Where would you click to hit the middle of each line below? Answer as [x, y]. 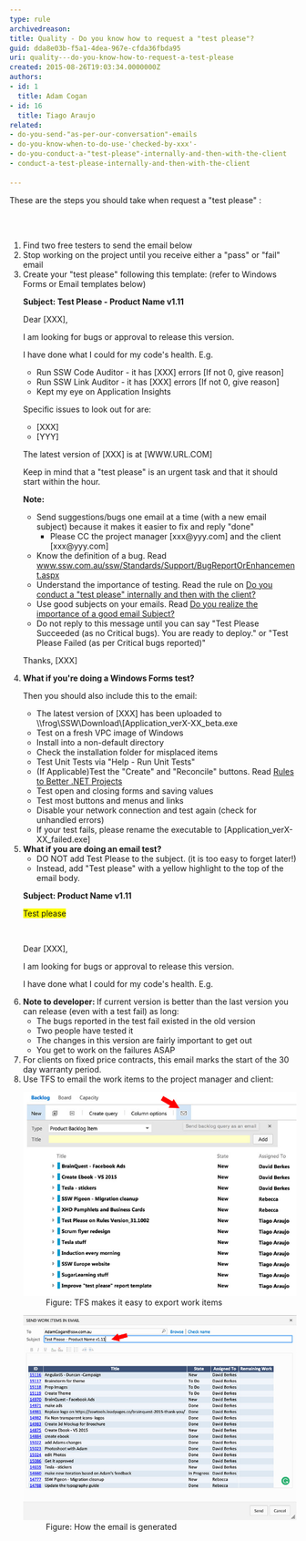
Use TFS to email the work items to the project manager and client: [148, 1079]
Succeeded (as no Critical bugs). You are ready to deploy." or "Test [162, 632]
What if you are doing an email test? [92, 848]
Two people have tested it [85, 1031]
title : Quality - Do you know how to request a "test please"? [132, 38]
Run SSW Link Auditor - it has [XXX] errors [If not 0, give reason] [158, 382]
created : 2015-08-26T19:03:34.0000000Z [85, 67]
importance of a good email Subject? [105, 613]
